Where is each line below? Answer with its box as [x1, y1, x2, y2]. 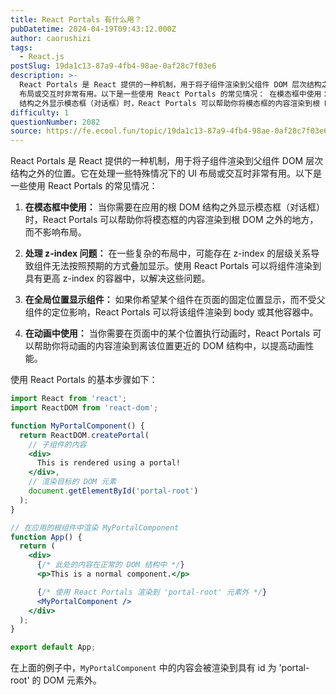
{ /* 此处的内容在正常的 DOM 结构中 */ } [36, 560, 185, 570]
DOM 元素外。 [43, 674, 102, 686]
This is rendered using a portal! [36, 458, 182, 468]
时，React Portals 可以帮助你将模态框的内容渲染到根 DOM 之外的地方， [24, 214, 319, 226]
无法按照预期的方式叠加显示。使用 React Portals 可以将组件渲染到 [51, 260, 322, 272]
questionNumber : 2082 [10, 117, 101, 127]
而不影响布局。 [24, 226, 87, 238]
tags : [10, 42, 33, 53]
